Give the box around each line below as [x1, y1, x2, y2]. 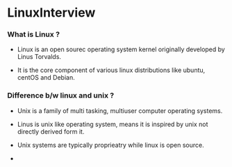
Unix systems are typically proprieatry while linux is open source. [17, 141, 204, 149]
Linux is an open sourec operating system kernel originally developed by [17, 45, 226, 53]
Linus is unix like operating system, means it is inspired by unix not [17, 120, 208, 128]
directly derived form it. [17, 127, 85, 136]
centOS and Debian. [17, 73, 75, 82]
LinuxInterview [7, 5, 96, 21]
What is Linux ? [7, 30, 60, 39]
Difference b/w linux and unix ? [7, 91, 115, 100]
